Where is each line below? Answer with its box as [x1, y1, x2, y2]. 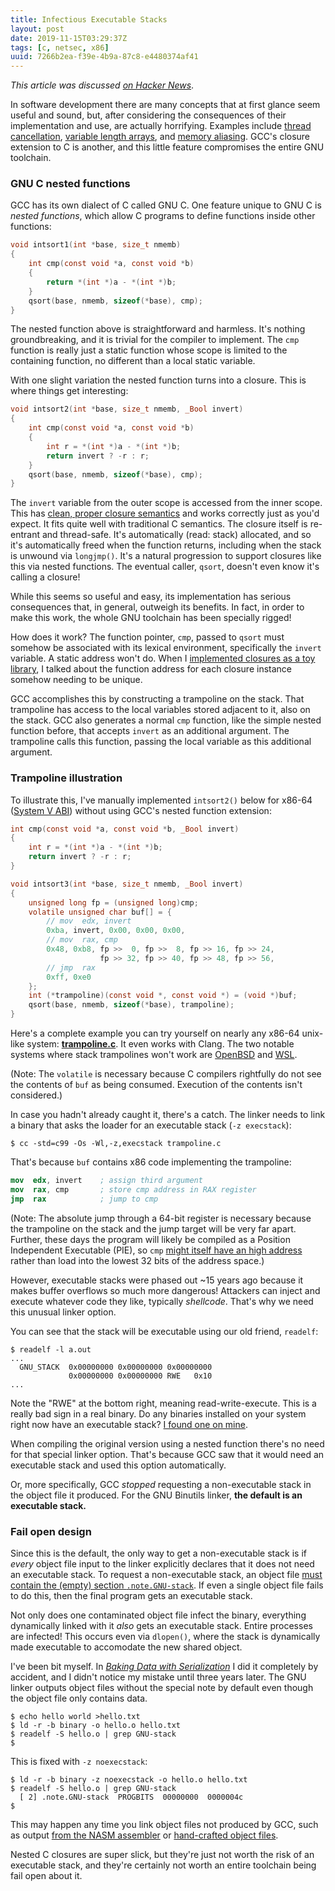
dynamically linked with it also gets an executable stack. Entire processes [10, 1620, 313, 1632]
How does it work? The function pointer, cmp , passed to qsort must [10, 631, 285, 643]
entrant [10, 529, 40, 541]
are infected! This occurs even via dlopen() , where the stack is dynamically [10, 1631, 321, 1643]
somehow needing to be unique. [10, 674, 143, 686]
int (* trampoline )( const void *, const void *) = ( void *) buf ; [28, 991, 298, 1001]
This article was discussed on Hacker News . [10, 79, 195, 91]
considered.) [10, 1089, 63, 1101]
